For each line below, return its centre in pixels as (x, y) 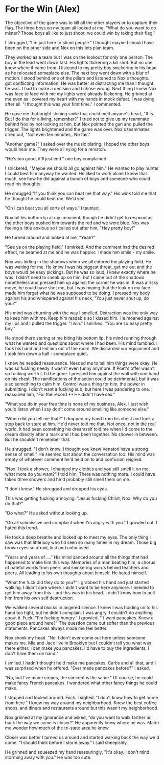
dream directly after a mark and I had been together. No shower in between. (82, 434)
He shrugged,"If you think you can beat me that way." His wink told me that (81, 193)
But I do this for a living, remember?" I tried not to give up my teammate (77, 119)
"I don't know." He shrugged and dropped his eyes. (57, 488)
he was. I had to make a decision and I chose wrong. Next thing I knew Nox (81, 88)
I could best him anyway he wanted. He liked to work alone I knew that (76, 173)
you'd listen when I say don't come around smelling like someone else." (77, 409)
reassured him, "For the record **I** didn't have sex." (60, 394)
